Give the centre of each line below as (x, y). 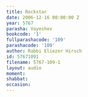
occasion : (19, 85)
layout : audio (24, 68)
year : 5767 (20, 23)
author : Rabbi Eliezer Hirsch (44, 51)
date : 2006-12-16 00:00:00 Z (43, 17)
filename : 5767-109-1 (33, 62)
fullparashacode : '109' (36, 40)
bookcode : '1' (24, 34)
